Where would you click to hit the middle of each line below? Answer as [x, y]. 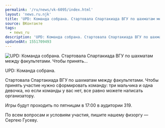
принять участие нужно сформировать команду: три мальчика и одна [79, 85]
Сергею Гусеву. [22, 120]
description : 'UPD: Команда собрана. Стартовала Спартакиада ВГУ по [77, 37]
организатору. [20, 96]
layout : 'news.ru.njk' [28, 14]
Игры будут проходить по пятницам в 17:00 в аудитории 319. [69, 105]
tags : [11, 28]
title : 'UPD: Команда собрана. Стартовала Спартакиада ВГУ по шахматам [80, 19]
